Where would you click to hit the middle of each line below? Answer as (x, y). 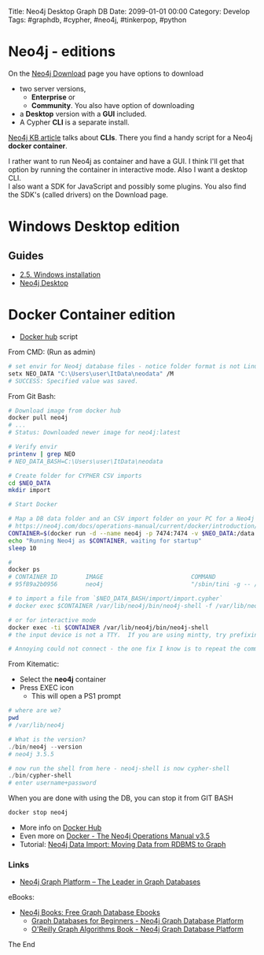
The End (22, 945)
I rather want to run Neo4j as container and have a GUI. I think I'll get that (126, 161)
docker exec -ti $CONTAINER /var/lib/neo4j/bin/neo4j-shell (109, 627)
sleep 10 (22, 548)
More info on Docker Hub (60, 828)
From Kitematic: (34, 664)
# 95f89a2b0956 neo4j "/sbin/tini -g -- (130, 584)
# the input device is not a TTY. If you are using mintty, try (117, 635)
